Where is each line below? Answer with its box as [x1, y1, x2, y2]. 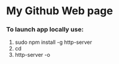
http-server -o [14, 52, 51, 59]
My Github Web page [6, 4, 114, 18]
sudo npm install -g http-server [14, 39, 93, 46]
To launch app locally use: [6, 25, 84, 34]
